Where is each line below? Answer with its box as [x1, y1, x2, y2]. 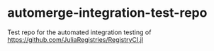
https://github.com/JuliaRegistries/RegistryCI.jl [7, 35, 144, 43]
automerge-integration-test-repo [7, 5, 208, 21]
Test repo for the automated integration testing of [7, 28, 152, 36]
